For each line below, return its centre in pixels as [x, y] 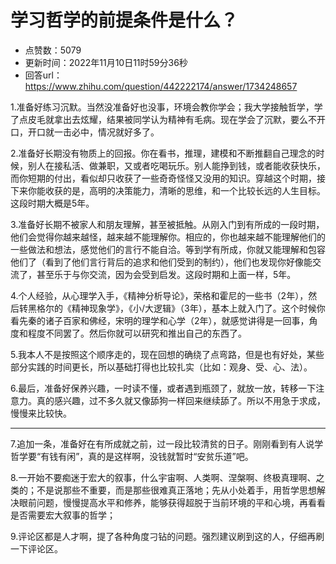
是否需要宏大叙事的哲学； [63, 515]
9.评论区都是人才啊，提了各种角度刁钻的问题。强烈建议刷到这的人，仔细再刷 [167, 536]
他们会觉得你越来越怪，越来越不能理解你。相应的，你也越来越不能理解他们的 [168, 237]
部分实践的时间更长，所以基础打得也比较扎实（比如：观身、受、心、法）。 [161, 367]
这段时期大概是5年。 [52, 203]
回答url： [43, 75]
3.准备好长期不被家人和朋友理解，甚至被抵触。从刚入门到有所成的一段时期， [167, 224]
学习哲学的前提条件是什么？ [124, 20]
